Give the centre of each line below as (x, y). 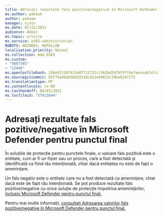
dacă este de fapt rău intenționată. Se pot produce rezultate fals (69, 183)
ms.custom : (16, 59)
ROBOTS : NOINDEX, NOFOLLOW (32, 46)
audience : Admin (21, 32)
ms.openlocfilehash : (26, 73)
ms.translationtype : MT (29, 82)
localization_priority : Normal (37, 50)
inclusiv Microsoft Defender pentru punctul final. (53, 194)
